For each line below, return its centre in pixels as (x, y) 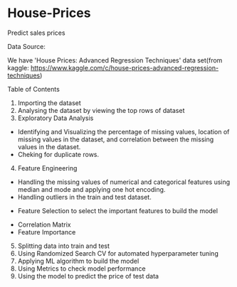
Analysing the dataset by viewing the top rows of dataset (101, 110)
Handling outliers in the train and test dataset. (84, 197)
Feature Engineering (47, 168)
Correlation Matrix (44, 224)
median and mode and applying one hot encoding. (91, 189)
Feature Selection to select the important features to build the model (118, 210)
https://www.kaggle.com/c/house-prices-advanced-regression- (125, 67)
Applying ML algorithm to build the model (78, 261)
